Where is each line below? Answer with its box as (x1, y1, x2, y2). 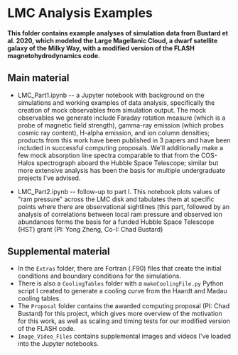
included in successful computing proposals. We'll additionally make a (17, 143, 224, 152)
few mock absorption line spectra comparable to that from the (17, 151, 200, 159)
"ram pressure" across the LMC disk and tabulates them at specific (17, 195, 215, 203)
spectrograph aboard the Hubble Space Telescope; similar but (36, 158, 219, 167)
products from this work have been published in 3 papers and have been (17, 136, 231, 145)
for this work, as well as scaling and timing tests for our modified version (17, 317, 231, 325)
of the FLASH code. (17, 325, 76, 333)
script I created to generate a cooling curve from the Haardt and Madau (17, 287, 227, 295)
